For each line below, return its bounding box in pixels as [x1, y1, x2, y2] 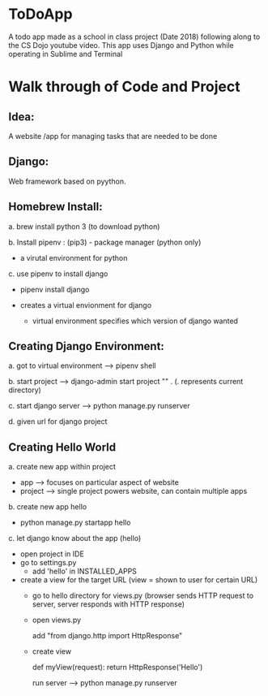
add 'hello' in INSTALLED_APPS [32, 566, 138, 577]
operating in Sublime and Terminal [8, 49, 123, 58]
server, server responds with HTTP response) [32, 599, 185, 609]
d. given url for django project [8, 417, 108, 426]
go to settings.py [19, 558, 77, 568]
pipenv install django [19, 284, 90, 294]
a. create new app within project [8, 462, 116, 472]
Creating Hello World [8, 440, 117, 454]
